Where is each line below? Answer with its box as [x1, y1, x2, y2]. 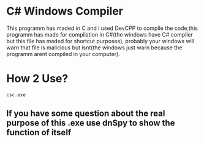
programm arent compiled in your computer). [6, 50, 121, 57]
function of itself [6, 127, 72, 138]
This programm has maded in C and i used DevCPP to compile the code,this [6, 24, 198, 32]
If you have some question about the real [6, 108, 165, 119]
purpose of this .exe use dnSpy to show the [6, 118, 175, 129]
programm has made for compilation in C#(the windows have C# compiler [6, 30, 193, 38]
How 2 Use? [6, 72, 69, 86]
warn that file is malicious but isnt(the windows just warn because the [6, 44, 183, 51]
